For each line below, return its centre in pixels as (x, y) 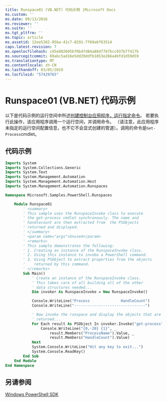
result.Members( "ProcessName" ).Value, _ (92, 333)
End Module (25, 361)
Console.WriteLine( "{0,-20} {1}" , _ (79, 328)
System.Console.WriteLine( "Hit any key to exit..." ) (87, 347)
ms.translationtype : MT (30, 61)
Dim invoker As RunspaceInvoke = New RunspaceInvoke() (90, 292)
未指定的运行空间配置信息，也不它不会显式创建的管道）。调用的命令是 (76, 128)
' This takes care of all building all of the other (87, 283)
